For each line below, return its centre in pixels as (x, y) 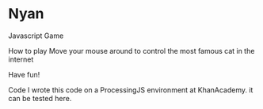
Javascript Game (36, 36)
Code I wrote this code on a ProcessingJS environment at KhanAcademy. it (131, 90)
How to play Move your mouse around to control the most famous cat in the (131, 51)
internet (21, 59)
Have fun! (24, 74)
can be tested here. (40, 98)
